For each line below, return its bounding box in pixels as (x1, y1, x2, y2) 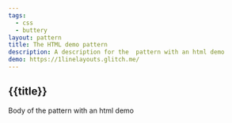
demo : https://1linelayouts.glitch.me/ (8, 56, 140, 64)
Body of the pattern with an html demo (8, 106, 135, 115)
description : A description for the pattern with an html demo (8, 48, 225, 56)
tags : (8, 11, 26, 20)
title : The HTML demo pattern (8, 41, 108, 49)
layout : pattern (8, 33, 62, 42)
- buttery (15, 26, 48, 34)
